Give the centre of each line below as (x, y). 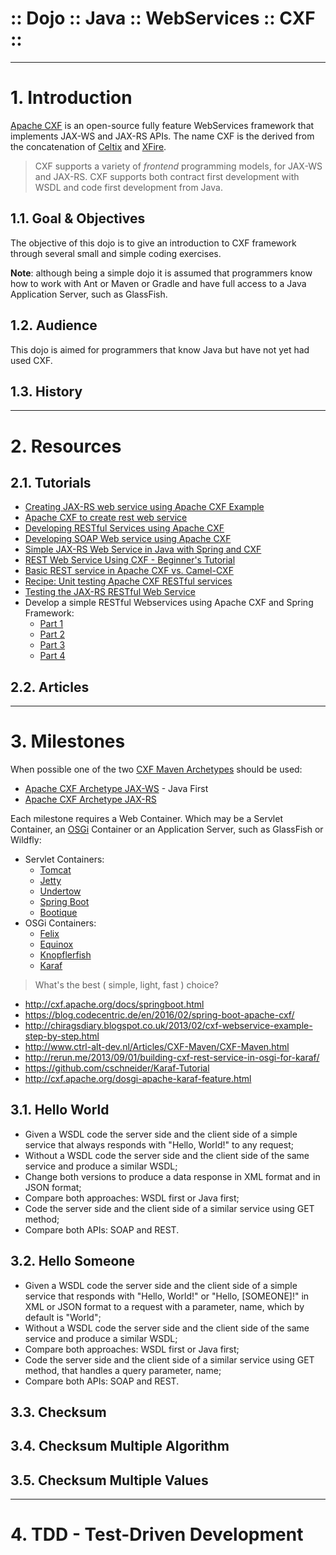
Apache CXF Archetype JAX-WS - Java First (116, 789)
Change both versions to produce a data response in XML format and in (172, 1176)
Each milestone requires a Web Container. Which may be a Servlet (146, 819)
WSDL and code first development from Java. (128, 187)
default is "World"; (63, 1317)
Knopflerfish (65, 955)
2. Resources (66, 446)
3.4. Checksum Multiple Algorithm (120, 1446)
